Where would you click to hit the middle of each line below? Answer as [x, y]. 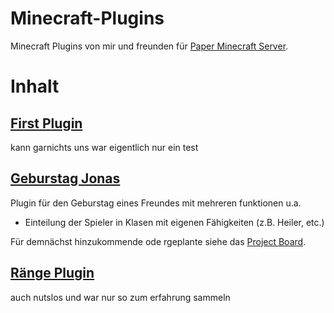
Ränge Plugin [52, 273]
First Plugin [46, 123]
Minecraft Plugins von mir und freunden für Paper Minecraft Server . [149, 46]
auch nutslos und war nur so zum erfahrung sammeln [120, 297]
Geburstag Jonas [65, 178]
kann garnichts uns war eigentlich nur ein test [104, 147]
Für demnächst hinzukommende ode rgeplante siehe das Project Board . [158, 241]
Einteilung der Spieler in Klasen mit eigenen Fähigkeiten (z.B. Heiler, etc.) [174, 222]
